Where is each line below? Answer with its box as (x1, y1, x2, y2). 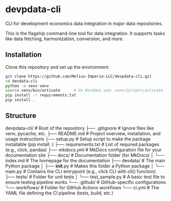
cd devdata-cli (5, 78, 38, 83)
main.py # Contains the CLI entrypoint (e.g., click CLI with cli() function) (5, 168, 156, 174)
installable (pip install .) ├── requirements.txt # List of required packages (5, 141, 160, 147)
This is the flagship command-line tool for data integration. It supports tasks (5, 30, 165, 36)
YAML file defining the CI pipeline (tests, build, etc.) (5, 190, 114, 196)
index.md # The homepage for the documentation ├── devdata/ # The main (5, 157, 166, 163)
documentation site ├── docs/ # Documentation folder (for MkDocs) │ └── (5, 152, 165, 158)
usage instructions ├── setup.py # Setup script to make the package (5, 136, 151, 142)
